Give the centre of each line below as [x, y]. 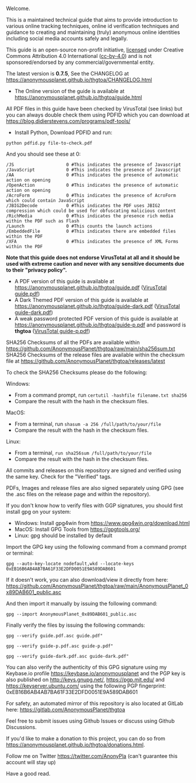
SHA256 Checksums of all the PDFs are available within [73, 342]
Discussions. [21, 727]
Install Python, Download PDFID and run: [63, 132]
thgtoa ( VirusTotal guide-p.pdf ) [52, 331]
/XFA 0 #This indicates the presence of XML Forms [92, 242]
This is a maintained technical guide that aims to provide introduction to [92, 20]
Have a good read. [28, 774]
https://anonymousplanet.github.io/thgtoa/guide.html [78, 97]
